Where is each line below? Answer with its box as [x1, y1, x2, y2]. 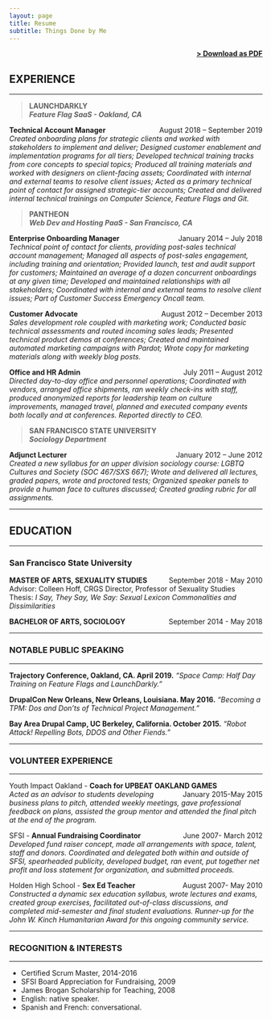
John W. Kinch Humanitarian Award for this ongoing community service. [9, 914, 249, 924]
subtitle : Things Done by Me [9, 27, 107, 35]
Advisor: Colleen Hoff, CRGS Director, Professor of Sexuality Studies [9, 584, 236, 594]
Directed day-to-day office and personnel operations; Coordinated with [9, 376, 247, 386]
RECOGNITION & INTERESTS [9, 942, 123, 953]
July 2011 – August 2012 [183, 367, 263, 377]
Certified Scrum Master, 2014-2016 [20, 968, 138, 978]
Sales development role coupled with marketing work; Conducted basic [9, 317, 247, 327]
